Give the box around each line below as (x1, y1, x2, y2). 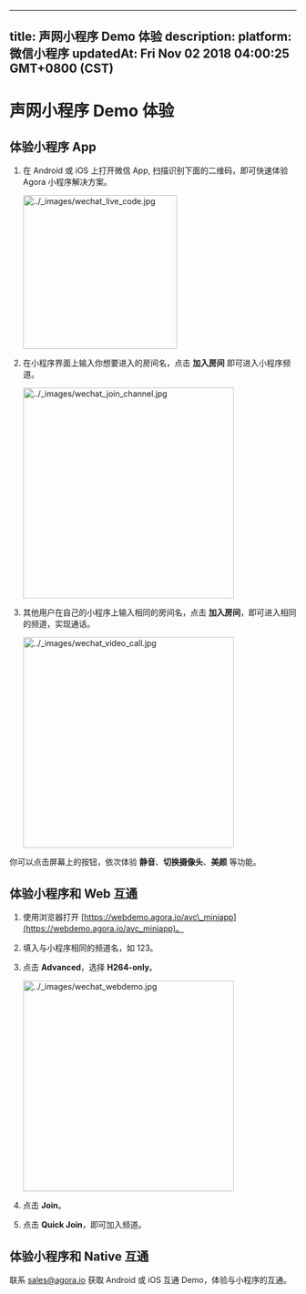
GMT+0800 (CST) (9, 61, 114, 77)
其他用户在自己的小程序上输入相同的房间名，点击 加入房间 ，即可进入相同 (22, 607, 297, 618)
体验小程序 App (9, 139, 97, 155)
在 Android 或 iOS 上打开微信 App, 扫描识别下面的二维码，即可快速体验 (22, 165, 289, 176)
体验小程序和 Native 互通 (9, 1248, 149, 1264)
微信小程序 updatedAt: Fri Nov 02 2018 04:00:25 (9, 46, 290, 62)
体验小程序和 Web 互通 (9, 886, 138, 901)
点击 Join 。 (22, 1200, 66, 1211)
